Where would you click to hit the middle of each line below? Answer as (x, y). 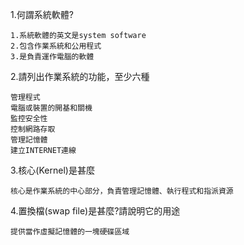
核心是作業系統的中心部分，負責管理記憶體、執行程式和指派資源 (122, 191)
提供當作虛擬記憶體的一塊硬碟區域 (70, 232)
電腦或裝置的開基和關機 (51, 108)
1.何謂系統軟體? (42, 14)
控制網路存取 (33, 129)
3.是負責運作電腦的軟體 (52, 57)
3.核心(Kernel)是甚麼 (52, 170)
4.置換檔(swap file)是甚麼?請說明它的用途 (95, 211)
